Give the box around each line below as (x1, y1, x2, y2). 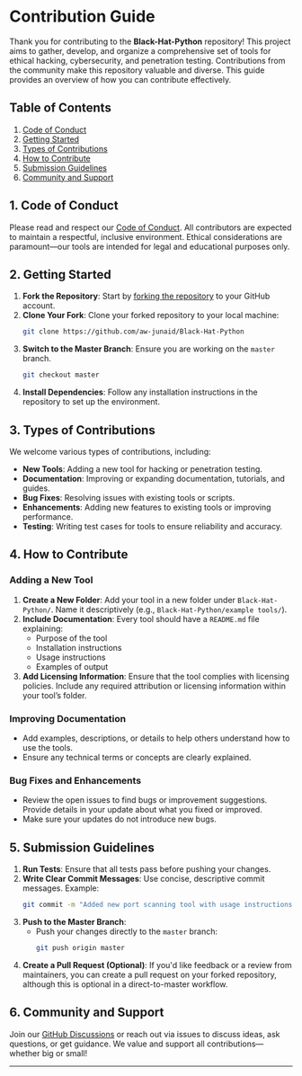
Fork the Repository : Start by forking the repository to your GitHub (22, 290, 271, 302)
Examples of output (35, 661, 109, 671)
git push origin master (35, 943, 126, 952)
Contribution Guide (9, 6, 155, 27)
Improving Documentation (9, 712, 127, 725)
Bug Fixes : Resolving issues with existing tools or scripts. (22, 492, 235, 502)
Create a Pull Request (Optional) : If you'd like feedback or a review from (22, 959, 292, 970)
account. (22, 300, 56, 311)
